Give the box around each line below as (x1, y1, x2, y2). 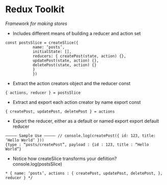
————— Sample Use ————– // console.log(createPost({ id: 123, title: (5, 133, 156, 138)
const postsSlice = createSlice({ (5, 40, 79, 45)
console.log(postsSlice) (12, 161, 63, 167)
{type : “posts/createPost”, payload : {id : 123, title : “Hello (5, 142, 149, 147)
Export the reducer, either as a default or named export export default (12, 118, 159, 124)
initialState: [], (32, 49, 72, 54)
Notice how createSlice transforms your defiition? (12, 155, 117, 162)
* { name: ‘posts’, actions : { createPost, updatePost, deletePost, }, (5, 171, 163, 176)
